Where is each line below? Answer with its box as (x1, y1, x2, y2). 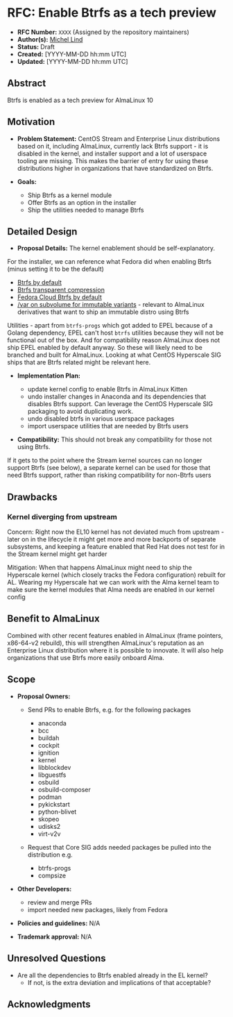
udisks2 (37, 822, 61, 830)
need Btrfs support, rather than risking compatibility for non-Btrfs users (7, 471, 212, 480)
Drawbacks (7, 491, 58, 503)
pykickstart (37, 800, 71, 808)
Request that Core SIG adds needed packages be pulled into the (27, 843, 212, 851)
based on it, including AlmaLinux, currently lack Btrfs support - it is (17, 142, 209, 150)
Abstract (7, 78, 46, 90)
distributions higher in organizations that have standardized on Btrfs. (17, 164, 214, 172)
